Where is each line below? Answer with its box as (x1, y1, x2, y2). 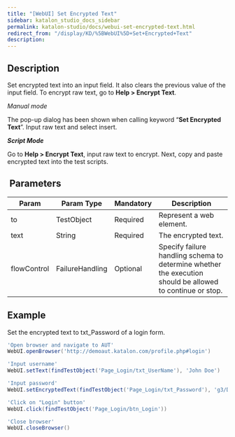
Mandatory (114, 198, 152, 208)
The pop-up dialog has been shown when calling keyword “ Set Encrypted (7, 115, 222, 123)
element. (158, 218, 187, 228)
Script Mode (7, 136, 44, 144)
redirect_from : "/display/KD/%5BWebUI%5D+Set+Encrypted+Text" (7, 29, 192, 37)
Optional (114, 263, 142, 273)
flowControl (10, 263, 50, 273)
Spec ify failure (158, 242, 206, 251)
